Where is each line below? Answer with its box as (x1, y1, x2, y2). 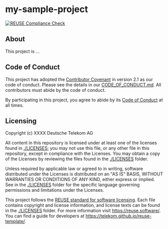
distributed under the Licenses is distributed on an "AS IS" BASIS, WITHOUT (5, 171, 163, 177)
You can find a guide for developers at (5, 213, 85, 219)
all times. (5, 102, 24, 108)
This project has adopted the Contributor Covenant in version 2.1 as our (5, 76, 153, 82)
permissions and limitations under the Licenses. (5, 187, 104, 193)
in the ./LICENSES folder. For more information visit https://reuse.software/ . (5, 208, 161, 214)
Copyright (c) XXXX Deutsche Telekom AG (5, 130, 93, 136)
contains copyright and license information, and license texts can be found (5, 202, 160, 208)
